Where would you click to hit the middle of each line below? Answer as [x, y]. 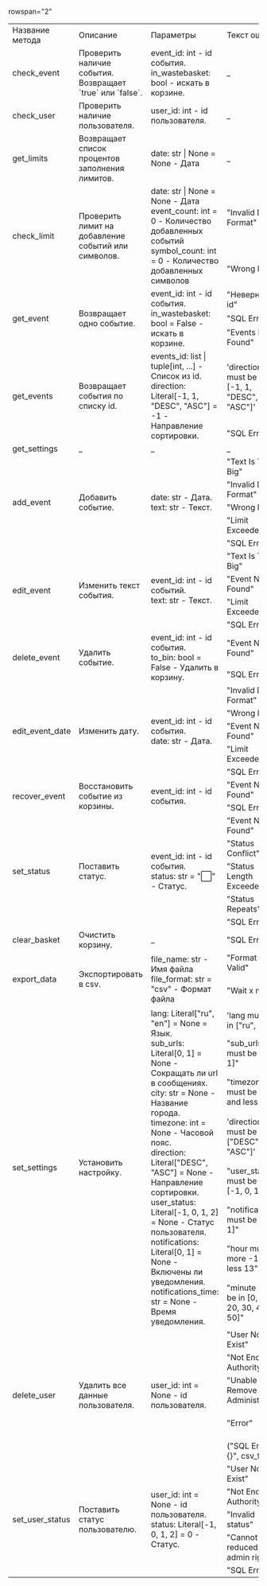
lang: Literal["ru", [182, 1013]
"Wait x [240, 991]
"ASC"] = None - [182, 1172]
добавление [102, 236]
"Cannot [242, 1537]
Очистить [97, 935]
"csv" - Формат [181, 989]
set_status [31, 871]
